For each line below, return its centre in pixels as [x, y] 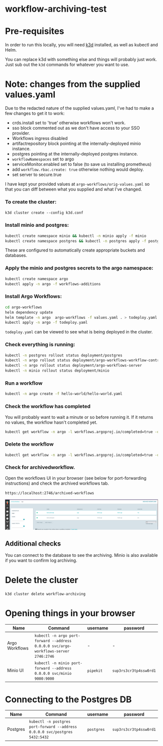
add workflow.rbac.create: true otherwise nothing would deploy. [78, 170]
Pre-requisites [35, 31]
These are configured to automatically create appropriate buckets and [75, 250]
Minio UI [16, 670]
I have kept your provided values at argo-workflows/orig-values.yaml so [77, 184]
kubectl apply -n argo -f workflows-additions [53, 284]
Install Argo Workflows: [33, 296]
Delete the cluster [42, 580]
